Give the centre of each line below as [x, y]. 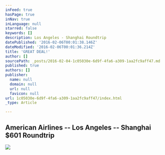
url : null [20, 89]
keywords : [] [19, 33]
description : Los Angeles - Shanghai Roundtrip [56, 38]
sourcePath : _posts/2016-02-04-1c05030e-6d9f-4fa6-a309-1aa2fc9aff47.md [83, 61]
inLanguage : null [23, 24]
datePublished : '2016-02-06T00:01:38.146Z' [51, 42]
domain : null [23, 84]
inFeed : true [19, 10]
